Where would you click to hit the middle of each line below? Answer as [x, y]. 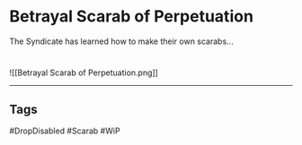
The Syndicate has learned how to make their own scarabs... [121, 41]
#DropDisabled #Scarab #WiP [65, 131]
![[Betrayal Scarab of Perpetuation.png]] [84, 72]
